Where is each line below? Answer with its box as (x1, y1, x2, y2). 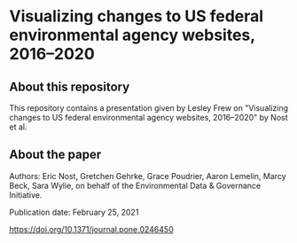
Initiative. (9, 189, 43, 200)
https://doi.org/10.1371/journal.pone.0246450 (9, 223, 175, 234)
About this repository (9, 79, 130, 94)
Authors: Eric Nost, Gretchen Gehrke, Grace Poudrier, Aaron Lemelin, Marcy (9, 170, 286, 181)
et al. (9, 121, 27, 132)
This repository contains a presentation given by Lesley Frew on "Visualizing (9, 103, 289, 113)
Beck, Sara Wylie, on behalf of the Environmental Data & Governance (9, 180, 262, 191)
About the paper (9, 147, 102, 162)
